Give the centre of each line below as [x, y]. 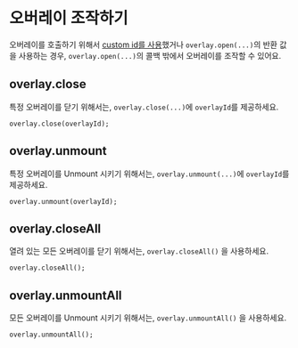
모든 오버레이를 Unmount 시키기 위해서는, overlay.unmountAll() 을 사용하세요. [148, 318]
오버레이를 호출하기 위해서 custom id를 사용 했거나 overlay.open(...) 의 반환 [144, 45]
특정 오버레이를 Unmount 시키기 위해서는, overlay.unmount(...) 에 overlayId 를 [149, 174]
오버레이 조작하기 [69, 18]
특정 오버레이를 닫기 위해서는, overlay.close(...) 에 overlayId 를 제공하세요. [144, 107]
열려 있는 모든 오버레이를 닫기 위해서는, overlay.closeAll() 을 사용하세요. [139, 251]
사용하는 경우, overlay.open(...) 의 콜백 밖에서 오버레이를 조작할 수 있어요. [150, 55]
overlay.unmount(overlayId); [63, 201]
